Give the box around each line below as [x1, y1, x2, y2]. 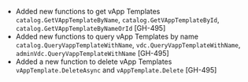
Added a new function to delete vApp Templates [15, 57, 172, 66]
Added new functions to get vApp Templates [15, 7, 161, 16]
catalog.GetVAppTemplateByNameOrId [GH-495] [15, 24, 166, 32]
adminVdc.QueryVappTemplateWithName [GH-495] [15, 49, 169, 58]
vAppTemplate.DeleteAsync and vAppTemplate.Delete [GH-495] [15, 65, 217, 74]
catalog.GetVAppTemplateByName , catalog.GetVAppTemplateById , [15, 15, 220, 24]
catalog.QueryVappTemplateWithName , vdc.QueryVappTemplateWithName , [15, 40, 241, 50]
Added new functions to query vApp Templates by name [15, 32, 199, 41]
